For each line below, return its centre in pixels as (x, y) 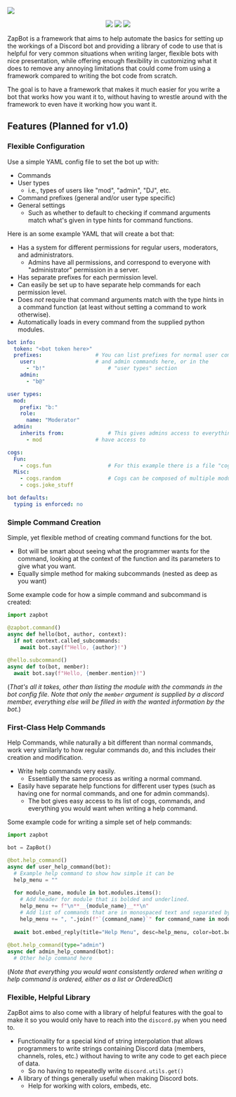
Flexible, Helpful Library (49, 997)
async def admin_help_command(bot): (61, 952)
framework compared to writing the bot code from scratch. (92, 76)
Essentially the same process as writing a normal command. (115, 779)
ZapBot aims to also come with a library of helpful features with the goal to (115, 1013)
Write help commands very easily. (66, 771)
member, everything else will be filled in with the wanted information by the (116, 702)
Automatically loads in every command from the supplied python (111, 322)
